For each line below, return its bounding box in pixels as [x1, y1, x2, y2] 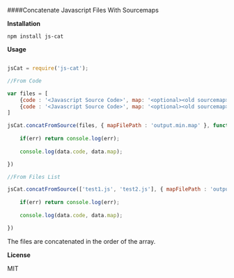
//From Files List [7, 173, 61, 180]
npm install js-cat [7, 33, 64, 40]
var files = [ [7, 90, 49, 97]
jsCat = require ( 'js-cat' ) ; [7, 65, 89, 72]
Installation [7, 20, 40, 27]
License [7, 251, 31, 259]
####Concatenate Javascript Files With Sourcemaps [7, 6, 159, 14]
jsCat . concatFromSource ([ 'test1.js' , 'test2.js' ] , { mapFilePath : [7, 186, 208, 193]
